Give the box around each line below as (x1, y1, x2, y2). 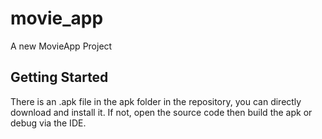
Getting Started (10, 69, 109, 86)
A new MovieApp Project (10, 40, 113, 52)
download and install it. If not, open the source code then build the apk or (10, 106, 313, 118)
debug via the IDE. (10, 117, 87, 129)
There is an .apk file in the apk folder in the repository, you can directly (10, 95, 302, 107)
